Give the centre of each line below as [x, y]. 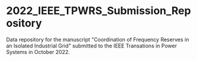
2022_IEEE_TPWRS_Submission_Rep [98, 11]
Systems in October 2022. [38, 52]
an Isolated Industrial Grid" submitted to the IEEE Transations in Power [92, 46]
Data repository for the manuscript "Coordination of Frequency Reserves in [98, 39]
